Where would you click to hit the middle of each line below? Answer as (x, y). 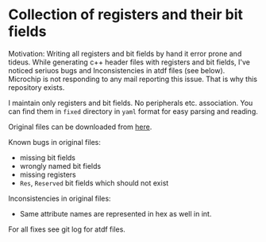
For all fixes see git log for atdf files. (67, 229)
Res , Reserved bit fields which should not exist (94, 183)
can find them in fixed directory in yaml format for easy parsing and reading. (133, 111)
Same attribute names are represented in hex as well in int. (116, 213)
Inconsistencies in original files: (60, 198)
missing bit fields (47, 158)
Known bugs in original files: (55, 142)
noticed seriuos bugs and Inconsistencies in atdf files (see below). (117, 70)
